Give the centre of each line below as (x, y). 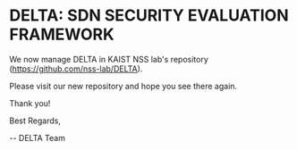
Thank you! (30, 103)
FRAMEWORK (62, 34)
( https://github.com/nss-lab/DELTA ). (76, 69)
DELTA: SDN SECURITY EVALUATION (149, 16)
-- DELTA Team (37, 137)
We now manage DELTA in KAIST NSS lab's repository (109, 59)
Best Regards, (35, 121)
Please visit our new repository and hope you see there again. (123, 86)
